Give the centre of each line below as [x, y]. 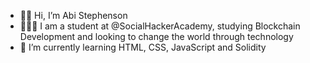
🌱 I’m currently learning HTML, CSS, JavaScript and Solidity [143, 47]
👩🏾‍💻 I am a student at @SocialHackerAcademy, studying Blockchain [160, 26]
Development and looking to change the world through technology [156, 36]
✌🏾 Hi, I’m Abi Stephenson [73, 15]
